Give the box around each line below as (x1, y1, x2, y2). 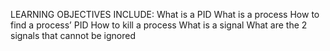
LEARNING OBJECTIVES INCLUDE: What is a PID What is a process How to (10, 9, 320, 20)
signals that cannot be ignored (10, 30, 136, 41)
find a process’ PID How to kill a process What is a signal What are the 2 (10, 19, 308, 31)
